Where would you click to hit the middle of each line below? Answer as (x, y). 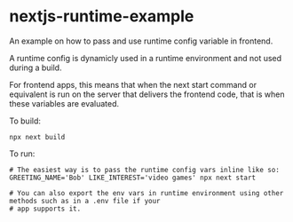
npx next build (37, 137)
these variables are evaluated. (64, 103)
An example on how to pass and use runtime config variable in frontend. (141, 41)
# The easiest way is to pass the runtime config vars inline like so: (144, 170)
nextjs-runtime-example (102, 16)
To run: (22, 154)
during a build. (36, 67)
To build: (25, 121)
